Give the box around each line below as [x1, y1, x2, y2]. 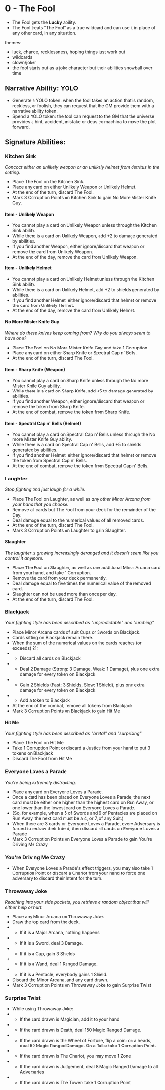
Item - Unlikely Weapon [5, 211, 54, 218]
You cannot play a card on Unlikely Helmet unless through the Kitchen [12, 276, 155, 282]
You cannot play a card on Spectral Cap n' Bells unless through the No [12, 431, 155, 437]
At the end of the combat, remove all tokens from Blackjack [12, 703, 133, 709]
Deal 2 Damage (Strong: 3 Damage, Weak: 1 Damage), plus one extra [19, 666, 160, 672]
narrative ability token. [12, 108, 58, 114]
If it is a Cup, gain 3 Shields [19, 951, 75, 957]
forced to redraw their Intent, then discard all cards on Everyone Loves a [12, 826, 160, 831]
